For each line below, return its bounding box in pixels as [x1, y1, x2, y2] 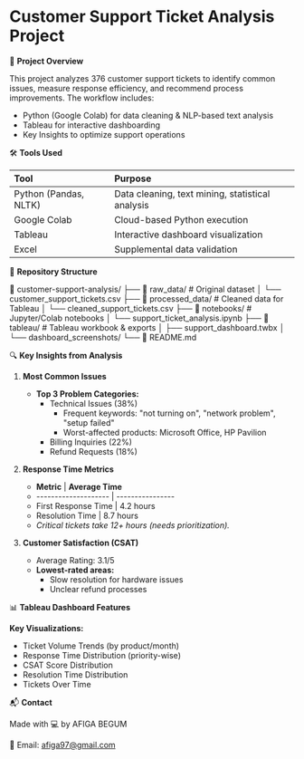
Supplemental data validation [114, 243, 238, 255]
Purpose [114, 172, 152, 185]
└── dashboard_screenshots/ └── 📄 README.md [9, 331, 197, 342]
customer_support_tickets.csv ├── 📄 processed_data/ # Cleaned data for [9, 293, 284, 304]
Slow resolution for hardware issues [49, 573, 184, 585]
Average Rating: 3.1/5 [35, 554, 115, 565]
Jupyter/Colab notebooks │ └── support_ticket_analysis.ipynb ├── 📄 [9, 312, 270, 323]
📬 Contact [9, 697, 52, 707]
